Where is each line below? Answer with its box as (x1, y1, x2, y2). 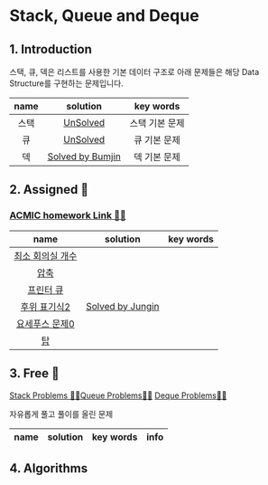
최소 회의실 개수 (14, 250, 78, 262)
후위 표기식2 (20, 300, 70, 313)
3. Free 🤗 (9, 366, 60, 381)
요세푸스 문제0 (16, 318, 75, 330)
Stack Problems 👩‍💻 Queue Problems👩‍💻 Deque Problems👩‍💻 (9, 390, 227, 401)
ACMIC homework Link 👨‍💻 (9, 209, 126, 222)
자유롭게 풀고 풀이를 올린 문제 (9, 408, 114, 419)
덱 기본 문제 (134, 151, 180, 163)
